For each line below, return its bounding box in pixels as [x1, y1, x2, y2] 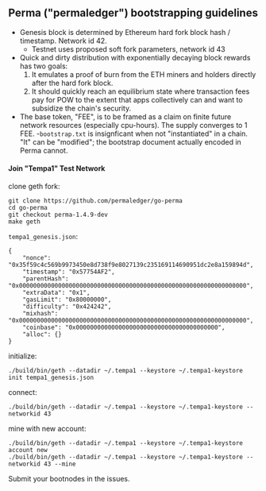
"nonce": [22, 254, 52, 262]
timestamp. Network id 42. [19, 36, 107, 45]
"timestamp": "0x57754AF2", [22, 268, 115, 276]
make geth [8, 218, 41, 226]
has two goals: [19, 61, 68, 71]
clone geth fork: [8, 182, 61, 191]
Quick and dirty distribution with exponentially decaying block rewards [19, 52, 251, 62]
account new [8, 447, 48, 454]
